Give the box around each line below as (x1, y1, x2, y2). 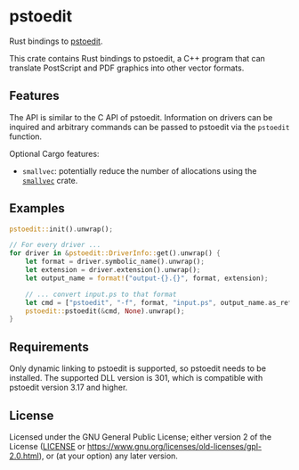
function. (9, 131, 43, 142)
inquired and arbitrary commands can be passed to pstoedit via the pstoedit (9, 121, 290, 132)
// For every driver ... (9, 241, 101, 250)
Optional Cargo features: (9, 148, 100, 159)
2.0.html (9, 450, 40, 461)
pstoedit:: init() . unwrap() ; (9, 225, 114, 234)
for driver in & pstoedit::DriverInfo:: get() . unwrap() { (9, 249, 221, 258)
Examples (9, 201, 65, 216)
